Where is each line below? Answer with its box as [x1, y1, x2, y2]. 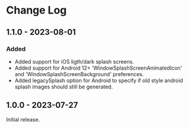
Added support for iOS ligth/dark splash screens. [14, 58, 134, 65]
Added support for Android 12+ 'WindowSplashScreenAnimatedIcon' [14, 64, 183, 71]
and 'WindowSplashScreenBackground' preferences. [14, 70, 144, 77]
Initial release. [6, 116, 40, 123]
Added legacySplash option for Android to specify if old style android [14, 77, 183, 84]
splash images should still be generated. [14, 83, 113, 90]
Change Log [6, 4, 67, 17]
